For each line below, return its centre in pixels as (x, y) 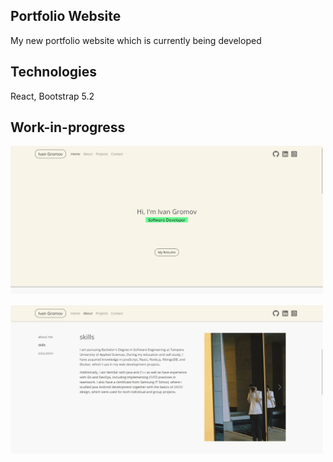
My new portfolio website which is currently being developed (136, 40)
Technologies (54, 72)
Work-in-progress (68, 127)
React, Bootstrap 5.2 (52, 96)
